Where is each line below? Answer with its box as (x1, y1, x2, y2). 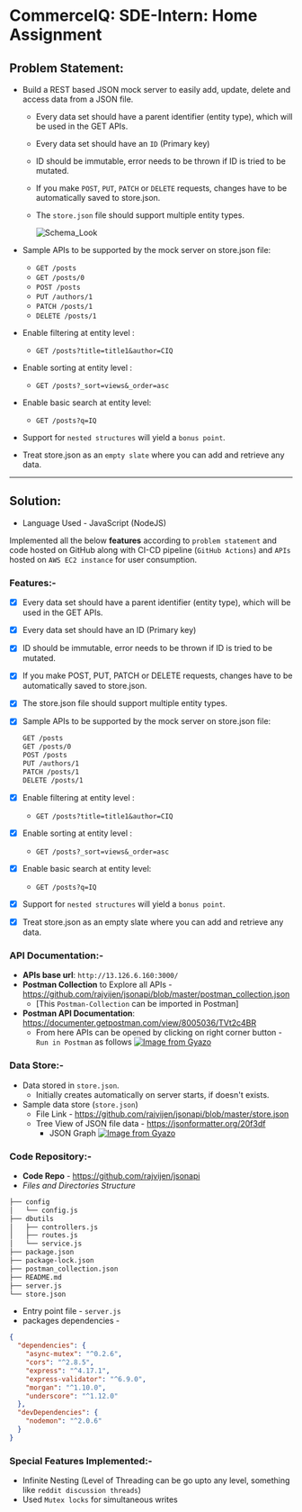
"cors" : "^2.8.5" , (25, 1358, 94, 1367)
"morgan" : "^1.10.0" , (25, 1383, 106, 1392)
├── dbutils (9, 1214, 54, 1223)
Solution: (9, 493, 61, 509)
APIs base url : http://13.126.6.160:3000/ (22, 970, 179, 981)
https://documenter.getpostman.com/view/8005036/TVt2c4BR (22, 1018, 257, 1028)
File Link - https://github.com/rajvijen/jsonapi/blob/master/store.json (35, 1109, 289, 1119)
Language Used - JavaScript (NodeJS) (22, 517, 167, 528)
